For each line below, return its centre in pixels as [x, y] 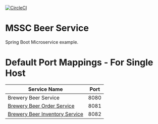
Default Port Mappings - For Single [79, 63]
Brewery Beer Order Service [41, 106]
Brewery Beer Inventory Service [45, 114]
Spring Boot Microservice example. [42, 42]
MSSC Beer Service [47, 28]
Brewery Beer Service [34, 97]
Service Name [45, 89]
